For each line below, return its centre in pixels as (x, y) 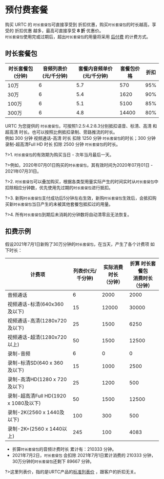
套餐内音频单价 (96, 68)
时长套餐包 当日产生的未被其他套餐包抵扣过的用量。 (63, 204)
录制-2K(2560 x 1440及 (36, 412)
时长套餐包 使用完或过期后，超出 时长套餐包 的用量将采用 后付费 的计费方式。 (78, 37)
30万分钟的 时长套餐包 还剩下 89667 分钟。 (53, 461)
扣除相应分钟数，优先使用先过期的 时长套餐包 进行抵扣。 (59, 187)
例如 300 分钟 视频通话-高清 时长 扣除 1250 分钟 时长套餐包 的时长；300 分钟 (81, 138)
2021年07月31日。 (23, 171)
